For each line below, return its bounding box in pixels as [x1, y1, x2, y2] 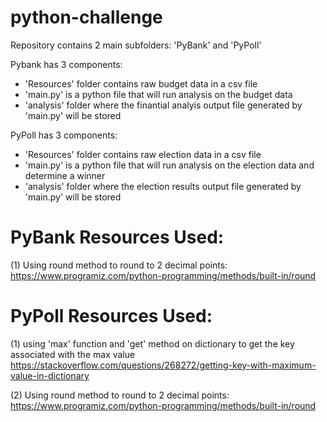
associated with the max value [10, 348, 136, 360]
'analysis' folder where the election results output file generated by [24, 180, 302, 192]
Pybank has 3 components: [10, 58, 123, 70]
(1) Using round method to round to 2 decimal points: [10, 259, 228, 271]
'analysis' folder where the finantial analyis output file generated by [24, 99, 303, 111]
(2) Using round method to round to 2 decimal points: [10, 389, 230, 401]
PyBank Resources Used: [10, 226, 225, 249]
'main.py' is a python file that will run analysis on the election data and [24, 159, 315, 171]
